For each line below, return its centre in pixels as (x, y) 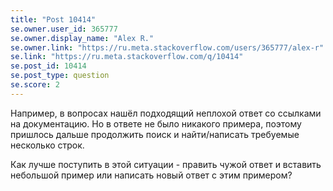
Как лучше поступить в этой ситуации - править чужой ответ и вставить (166, 164)
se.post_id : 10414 (48, 66)
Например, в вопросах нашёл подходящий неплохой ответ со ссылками (166, 113)
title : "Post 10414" (53, 19)
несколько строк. (47, 145)
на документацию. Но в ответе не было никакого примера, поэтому (156, 123)
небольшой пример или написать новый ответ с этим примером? (151, 175)
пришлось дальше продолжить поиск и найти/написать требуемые (155, 134)
